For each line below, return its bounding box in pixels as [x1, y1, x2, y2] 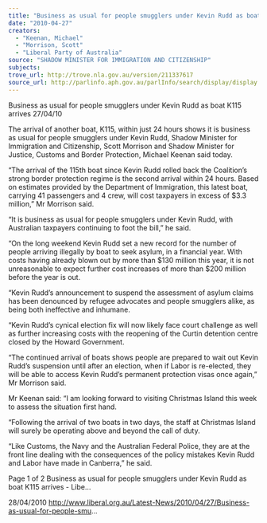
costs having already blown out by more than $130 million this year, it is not [8, 255, 254, 265]
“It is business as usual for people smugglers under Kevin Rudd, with [8, 214, 234, 224]
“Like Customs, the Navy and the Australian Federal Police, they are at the [8, 441, 250, 450]
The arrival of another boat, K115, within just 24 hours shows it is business [8, 124, 250, 134]
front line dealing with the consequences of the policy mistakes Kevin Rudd [8, 450, 255, 459]
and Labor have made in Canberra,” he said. [8, 458, 153, 467]
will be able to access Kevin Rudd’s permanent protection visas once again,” [8, 369, 257, 379]
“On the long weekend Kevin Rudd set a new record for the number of [8, 238, 237, 248]
